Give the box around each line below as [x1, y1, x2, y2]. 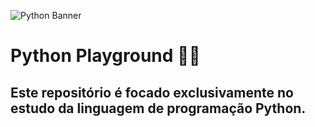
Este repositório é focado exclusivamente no [10, 84, 294, 101]
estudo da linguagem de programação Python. [10, 100, 307, 117]
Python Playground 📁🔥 [10, 45, 201, 67]
